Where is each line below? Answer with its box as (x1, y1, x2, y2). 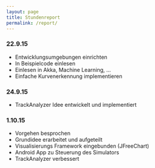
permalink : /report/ (6, 20, 58, 26)
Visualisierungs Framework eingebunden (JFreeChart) (14, 142, 150, 150)
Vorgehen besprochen (14, 130, 71, 137)
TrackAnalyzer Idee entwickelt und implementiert (14, 101, 137, 108)
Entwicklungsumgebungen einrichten (14, 53, 108, 61)
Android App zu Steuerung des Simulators (14, 149, 120, 156)
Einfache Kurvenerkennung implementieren (14, 73, 123, 80)
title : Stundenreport (6, 14, 61, 20)
